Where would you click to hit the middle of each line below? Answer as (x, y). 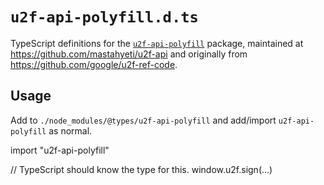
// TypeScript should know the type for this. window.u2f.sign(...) (141, 169)
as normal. (70, 130)
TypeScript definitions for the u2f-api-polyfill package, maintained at (157, 43)
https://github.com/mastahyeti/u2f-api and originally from (129, 54)
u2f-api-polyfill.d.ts (104, 17)
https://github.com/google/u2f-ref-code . (94, 64)
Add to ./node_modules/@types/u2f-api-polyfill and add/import (143, 120)
